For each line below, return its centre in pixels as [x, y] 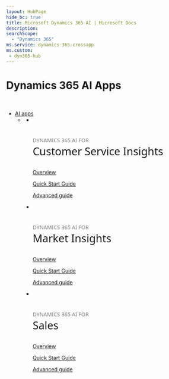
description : [22, 28]
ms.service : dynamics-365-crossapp [50, 45]
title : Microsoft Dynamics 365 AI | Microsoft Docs [71, 23]
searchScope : [22, 34]
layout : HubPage [26, 12]
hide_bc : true [24, 17]
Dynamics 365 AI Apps [64, 85]
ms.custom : [20, 51]
